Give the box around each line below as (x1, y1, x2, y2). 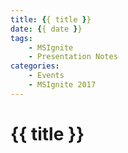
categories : (10, 61, 60, 71)
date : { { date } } (10, 24, 83, 34)
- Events (28, 71, 65, 81)
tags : (10, 33, 33, 43)
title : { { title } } (10, 14, 92, 25)
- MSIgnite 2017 (28, 80, 97, 90)
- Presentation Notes (28, 52, 118, 62)
